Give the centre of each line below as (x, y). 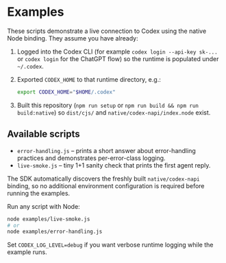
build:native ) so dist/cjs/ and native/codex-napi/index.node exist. (114, 112)
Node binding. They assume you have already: (73, 38)
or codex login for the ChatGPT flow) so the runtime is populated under (118, 58)
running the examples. (39, 193)
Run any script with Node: (43, 206)
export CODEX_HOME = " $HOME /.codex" (66, 92)
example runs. (27, 252)
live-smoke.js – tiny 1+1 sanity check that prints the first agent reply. (114, 165)
